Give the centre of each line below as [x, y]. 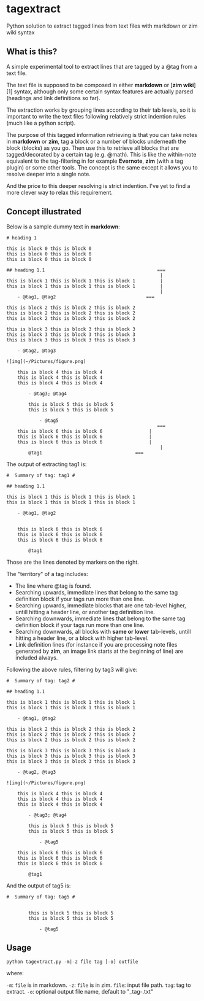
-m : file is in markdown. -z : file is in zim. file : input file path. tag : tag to [99, 985]
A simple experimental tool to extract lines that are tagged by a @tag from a [102, 66]
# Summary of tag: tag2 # [41, 680]
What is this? [32, 52]
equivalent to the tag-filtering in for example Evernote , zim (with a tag [95, 161]
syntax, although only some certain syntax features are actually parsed [104, 92]
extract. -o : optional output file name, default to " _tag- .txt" [80, 992]
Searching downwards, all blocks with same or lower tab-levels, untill [103, 631]
